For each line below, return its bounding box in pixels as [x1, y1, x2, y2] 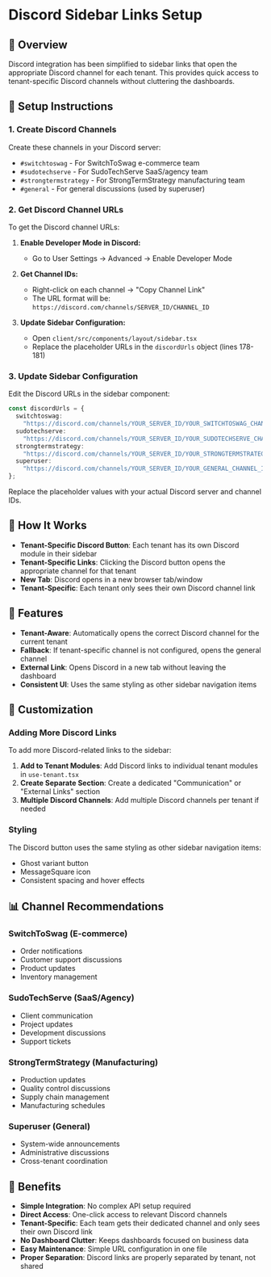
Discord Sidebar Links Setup [8, 6, 203, 24]
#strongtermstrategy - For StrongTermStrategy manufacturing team [19, 175, 245, 185]
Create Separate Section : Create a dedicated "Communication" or [19, 778, 242, 788]
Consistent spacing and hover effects [19, 875, 145, 885]
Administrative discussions [19, 1148, 110, 1157]
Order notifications [19, 947, 83, 956]
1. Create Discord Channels [8, 124, 117, 135]
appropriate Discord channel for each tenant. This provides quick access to [8, 68, 260, 78]
